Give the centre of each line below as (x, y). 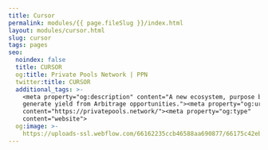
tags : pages (28, 45)
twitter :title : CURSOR (53, 82)
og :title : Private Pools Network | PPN (82, 75)
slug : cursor (30, 38)
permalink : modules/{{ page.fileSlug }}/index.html (96, 23)
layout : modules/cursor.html (57, 30)
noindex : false (41, 60)
